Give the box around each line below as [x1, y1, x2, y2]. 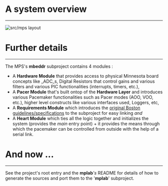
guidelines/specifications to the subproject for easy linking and [12, 110, 142, 116]
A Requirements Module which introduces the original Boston [12, 105, 141, 111]
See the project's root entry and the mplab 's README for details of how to [5, 170, 159, 176]
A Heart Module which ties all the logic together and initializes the [12, 115, 149, 121]
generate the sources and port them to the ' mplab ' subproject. [5, 175, 134, 181]
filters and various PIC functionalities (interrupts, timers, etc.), [12, 83, 140, 89]
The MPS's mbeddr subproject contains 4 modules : [5, 63, 113, 69]
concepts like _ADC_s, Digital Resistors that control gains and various [12, 78, 155, 84]
